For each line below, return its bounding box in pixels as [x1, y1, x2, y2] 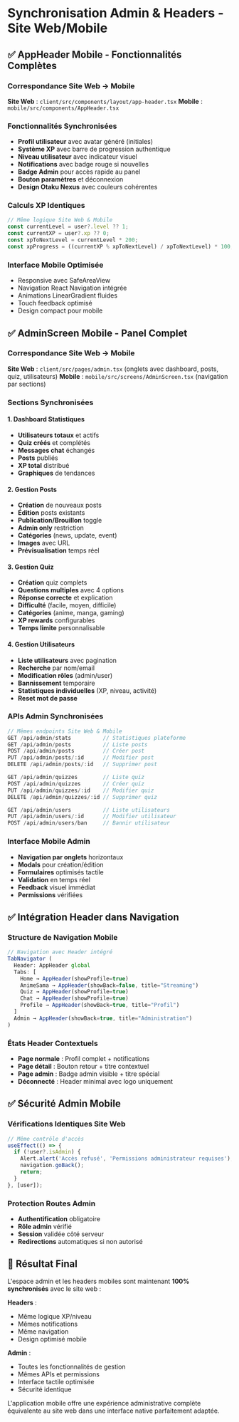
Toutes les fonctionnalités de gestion [17, 1362, 126, 1371]
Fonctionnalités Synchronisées [7, 121, 117, 131]
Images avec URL [17, 539, 70, 548]
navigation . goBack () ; [20, 1162, 84, 1169]
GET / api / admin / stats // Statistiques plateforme [7, 734, 186, 741]
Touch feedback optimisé [17, 299, 92, 308]
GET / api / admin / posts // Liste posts [7, 741, 148, 748]
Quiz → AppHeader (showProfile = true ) [20, 988, 129, 995]
